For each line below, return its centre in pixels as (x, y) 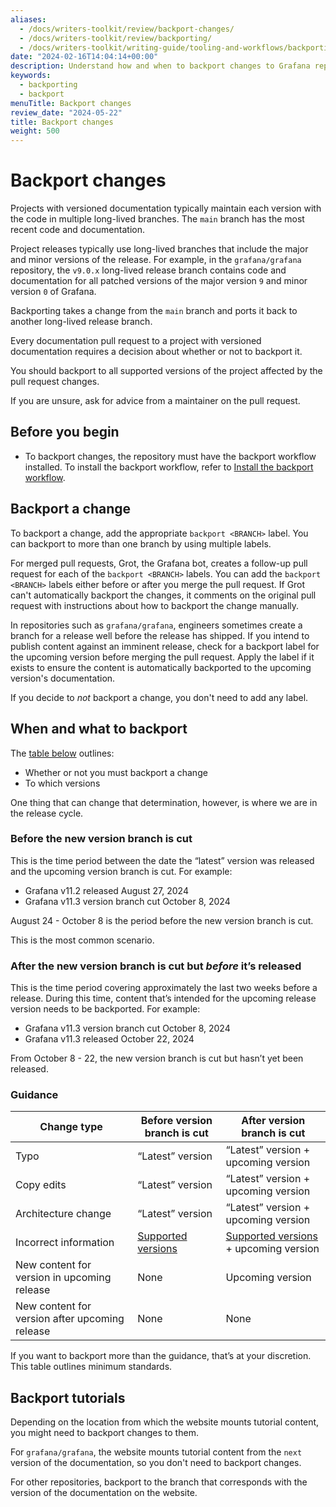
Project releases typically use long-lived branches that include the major (159, 249)
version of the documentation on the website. (104, 1493)
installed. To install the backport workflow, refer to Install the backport (169, 467)
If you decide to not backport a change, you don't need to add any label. (159, 697)
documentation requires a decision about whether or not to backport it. (156, 352)
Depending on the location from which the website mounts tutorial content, (165, 1422)
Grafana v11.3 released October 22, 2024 (109, 1039)
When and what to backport (99, 729)
